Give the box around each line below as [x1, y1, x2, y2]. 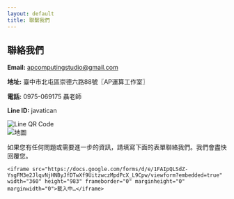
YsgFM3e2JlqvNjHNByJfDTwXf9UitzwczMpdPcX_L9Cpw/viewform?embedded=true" [7, 172, 223, 179]
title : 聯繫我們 [7, 17, 50, 24]
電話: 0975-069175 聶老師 [7, 92, 82, 101]
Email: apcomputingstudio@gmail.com [7, 64, 118, 72]
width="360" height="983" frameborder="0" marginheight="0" [7, 178, 186, 185]
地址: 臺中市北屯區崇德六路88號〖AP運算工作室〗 [7, 78, 149, 86]
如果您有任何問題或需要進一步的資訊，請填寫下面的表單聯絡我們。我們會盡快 [7, 143, 227, 152]
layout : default [7, 10, 54, 17]
